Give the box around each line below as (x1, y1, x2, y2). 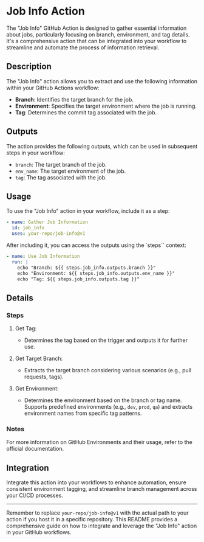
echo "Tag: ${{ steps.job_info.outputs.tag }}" (17, 276, 140, 282)
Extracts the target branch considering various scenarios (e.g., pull (24, 367, 192, 374)
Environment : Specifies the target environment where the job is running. (15, 102, 197, 109)
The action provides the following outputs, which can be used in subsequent (6, 142, 198, 150)
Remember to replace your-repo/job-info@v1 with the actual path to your (6, 509, 189, 516)
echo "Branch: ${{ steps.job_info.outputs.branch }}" (17, 265, 156, 271)
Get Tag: (15, 325, 37, 332)
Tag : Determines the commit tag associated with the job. (15, 108, 157, 116)
